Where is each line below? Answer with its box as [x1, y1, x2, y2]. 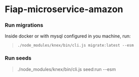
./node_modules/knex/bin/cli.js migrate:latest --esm [17, 43, 134, 48]
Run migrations [5, 22, 44, 29]
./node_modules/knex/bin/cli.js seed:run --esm [17, 66, 116, 72]
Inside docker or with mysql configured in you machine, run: [5, 33, 131, 39]
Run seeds [5, 55, 32, 62]
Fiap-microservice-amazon [5, 4, 123, 15]
